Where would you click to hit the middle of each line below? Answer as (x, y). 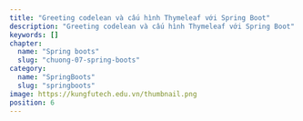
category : (28, 69)
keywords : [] (34, 35)
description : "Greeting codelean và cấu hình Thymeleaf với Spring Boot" (152, 26)
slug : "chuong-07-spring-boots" (79, 60)
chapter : (26, 43)
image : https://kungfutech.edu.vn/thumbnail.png (103, 94)
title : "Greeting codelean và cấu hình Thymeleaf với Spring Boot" (140, 18)
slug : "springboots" (56, 86)
